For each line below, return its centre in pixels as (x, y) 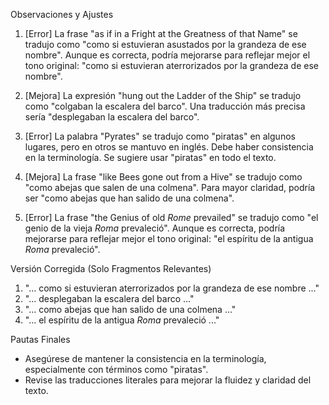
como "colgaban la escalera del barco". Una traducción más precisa (165, 106)
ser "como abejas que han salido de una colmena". (129, 198)
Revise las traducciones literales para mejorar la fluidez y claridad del (168, 380)
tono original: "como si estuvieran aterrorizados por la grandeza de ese (171, 65)
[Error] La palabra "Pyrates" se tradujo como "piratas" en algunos (160, 136)
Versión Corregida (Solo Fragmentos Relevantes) (111, 268)
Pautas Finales (40, 339)
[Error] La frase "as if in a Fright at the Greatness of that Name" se (161, 33)
